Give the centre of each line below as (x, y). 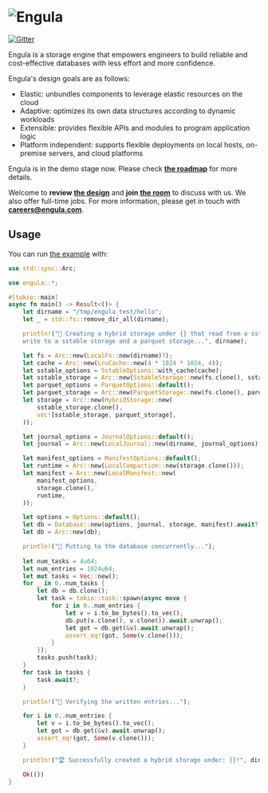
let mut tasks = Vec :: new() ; (71, 576)
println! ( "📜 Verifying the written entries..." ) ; (107, 701)
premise (33, 153)
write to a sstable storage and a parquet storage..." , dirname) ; (135, 341)
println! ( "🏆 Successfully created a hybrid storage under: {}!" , (135, 760)
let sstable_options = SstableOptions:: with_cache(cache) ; (123, 371)
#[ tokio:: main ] (33, 297)
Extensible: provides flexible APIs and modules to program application (135, 128)
